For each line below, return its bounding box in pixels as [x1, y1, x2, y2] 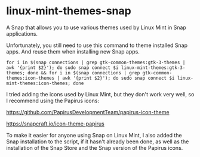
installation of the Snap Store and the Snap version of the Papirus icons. [6, 144, 183, 151]
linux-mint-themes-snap [6, 4, 131, 18]
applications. [6, 30, 38, 37]
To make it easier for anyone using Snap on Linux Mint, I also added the [6, 131, 182, 139]
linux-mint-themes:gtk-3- [121, 64, 186, 71]
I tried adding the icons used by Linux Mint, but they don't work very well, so [6, 90, 195, 98]
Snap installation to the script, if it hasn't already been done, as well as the [6, 138, 189, 145]
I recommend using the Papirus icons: [6, 97, 100, 104]
